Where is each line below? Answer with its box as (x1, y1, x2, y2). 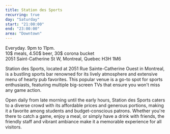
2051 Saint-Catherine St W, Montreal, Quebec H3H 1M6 (5, 56, 121, 61)
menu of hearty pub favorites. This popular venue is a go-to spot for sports (5, 77, 163, 82)
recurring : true (5, 12, 40, 17)
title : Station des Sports (5, 7, 63, 13)
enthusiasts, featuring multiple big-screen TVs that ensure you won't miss (5, 82, 160, 88)
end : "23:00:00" (5, 26, 40, 31)
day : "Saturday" (5, 17, 40, 22)
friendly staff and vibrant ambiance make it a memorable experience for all (5, 119, 162, 124)
